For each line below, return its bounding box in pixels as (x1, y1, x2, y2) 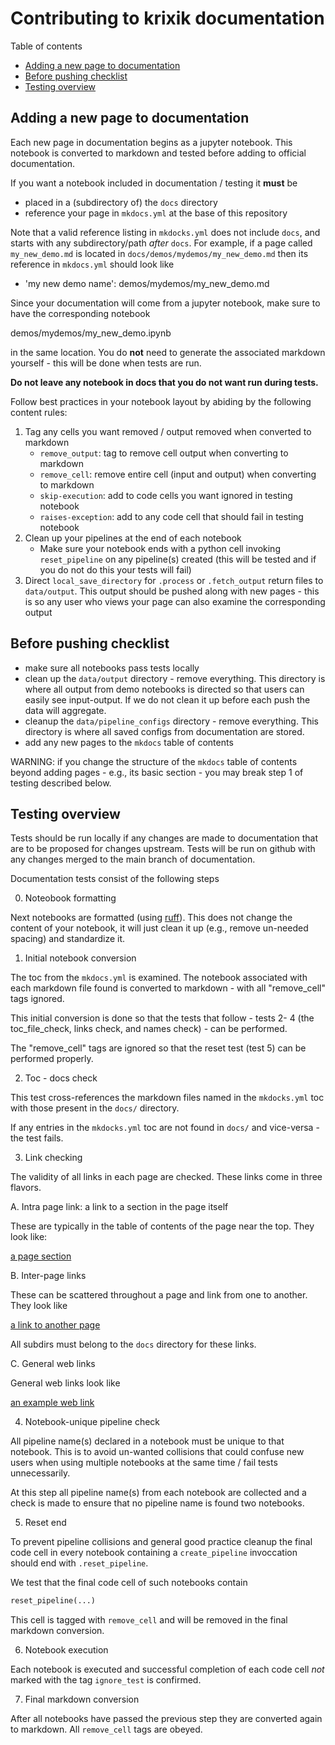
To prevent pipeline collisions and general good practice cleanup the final (10, 1536, 313, 1548)
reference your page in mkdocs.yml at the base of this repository (24, 207, 288, 219)
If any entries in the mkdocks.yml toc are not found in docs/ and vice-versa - (10, 1122, 320, 1134)
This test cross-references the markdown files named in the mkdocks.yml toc (10, 1092, 325, 1104)
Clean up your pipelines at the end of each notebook (24, 532, 242, 544)
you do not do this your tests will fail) (39, 563, 192, 576)
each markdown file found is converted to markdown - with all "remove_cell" (10, 982, 327, 994)
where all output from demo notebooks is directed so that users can (24, 683, 305, 695)
